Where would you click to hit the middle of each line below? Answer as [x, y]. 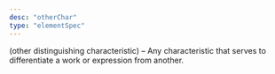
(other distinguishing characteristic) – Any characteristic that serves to [137, 50]
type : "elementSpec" [47, 26]
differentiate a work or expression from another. [97, 60]
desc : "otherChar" [43, 17]
